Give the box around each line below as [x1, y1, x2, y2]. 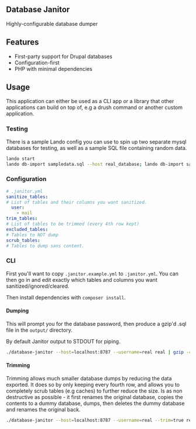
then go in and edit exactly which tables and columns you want [6, 276, 157, 283]
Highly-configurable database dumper [6, 20, 98, 27]
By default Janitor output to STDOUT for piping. [6, 338, 121, 345]
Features [6, 38, 39, 47]
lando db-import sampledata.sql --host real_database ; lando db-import [6, 161, 184, 167]
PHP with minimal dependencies [14, 65, 93, 72]
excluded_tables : [6, 226, 48, 232]
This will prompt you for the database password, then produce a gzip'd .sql [6, 320, 187, 327]
